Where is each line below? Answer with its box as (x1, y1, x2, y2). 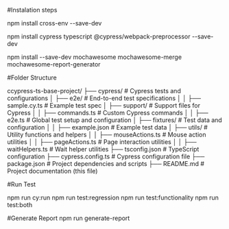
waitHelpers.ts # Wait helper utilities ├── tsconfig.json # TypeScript (7, 145, 200, 153)
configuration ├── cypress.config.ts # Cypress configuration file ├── (7, 152, 205, 160)
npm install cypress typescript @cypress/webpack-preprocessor (7, 32, 191, 40)
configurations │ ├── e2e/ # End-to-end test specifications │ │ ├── (7, 94, 201, 102)
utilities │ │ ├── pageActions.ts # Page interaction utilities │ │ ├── (7, 138, 197, 146)
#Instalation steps (7, 6, 58, 14)
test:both (7, 201, 33, 208)
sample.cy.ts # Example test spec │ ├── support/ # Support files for (7, 101, 201, 109)
